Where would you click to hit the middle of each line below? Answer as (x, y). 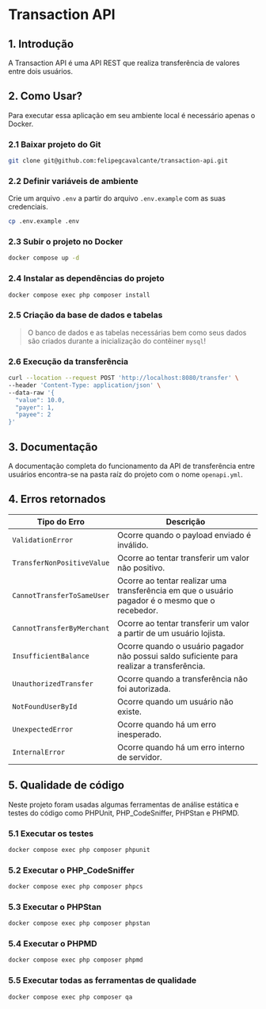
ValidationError (43, 540)
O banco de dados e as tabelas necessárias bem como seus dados (137, 332)
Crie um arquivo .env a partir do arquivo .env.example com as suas (117, 198)
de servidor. (140, 757)
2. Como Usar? (46, 96)
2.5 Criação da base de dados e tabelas (85, 315)
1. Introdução (41, 44)
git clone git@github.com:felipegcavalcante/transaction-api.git (118, 161)
